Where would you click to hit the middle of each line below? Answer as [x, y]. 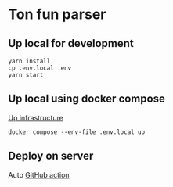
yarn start [26, 75]
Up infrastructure [36, 117]
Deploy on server [51, 156]
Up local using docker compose [87, 99]
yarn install [29, 61]
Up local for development [71, 43]
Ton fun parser [57, 14]
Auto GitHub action [39, 174]
